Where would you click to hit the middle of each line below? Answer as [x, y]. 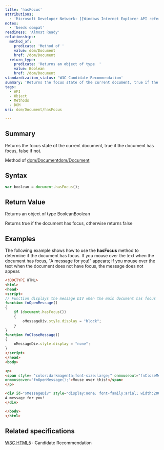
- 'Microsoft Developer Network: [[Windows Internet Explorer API [78, 19]
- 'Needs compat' [27, 28]
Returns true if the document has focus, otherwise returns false [69, 224]
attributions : [20, 14]
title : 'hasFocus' [24, 10]
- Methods [19, 101]
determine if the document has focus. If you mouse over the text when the [80, 256]
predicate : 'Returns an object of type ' [58, 64]
